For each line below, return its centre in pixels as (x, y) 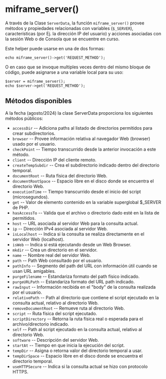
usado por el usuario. (34, 144)
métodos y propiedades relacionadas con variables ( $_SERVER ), (69, 28)
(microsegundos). (31, 197)
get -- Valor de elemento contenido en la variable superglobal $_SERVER (87, 202)
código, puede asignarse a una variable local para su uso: (64, 72)
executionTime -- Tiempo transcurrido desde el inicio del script (77, 191)
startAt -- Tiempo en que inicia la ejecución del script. (69, 345)
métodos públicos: (24, 118)
